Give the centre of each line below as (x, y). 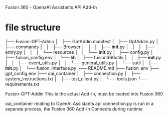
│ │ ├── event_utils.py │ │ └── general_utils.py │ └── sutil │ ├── (81, 63)
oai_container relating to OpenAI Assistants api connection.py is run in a (79, 103)
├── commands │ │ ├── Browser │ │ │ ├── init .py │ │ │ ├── (80, 47)
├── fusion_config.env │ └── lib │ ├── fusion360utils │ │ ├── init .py (83, 57)
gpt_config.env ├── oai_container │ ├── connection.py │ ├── (73, 73)
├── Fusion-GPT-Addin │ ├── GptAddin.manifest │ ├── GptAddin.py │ (82, 41)
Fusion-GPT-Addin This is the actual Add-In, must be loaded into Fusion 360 (84, 94)
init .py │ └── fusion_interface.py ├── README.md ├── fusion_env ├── (82, 68)
